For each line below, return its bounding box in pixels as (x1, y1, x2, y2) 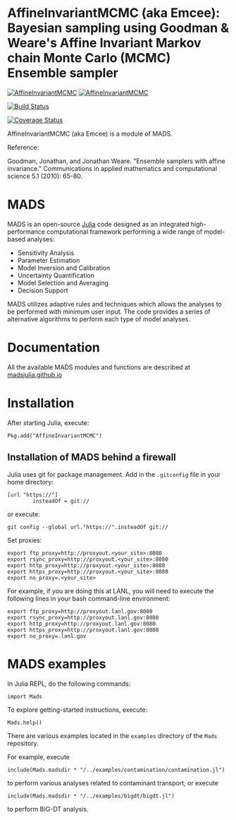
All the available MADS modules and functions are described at (7, 362, 191, 372)
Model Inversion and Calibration (17, 263, 111, 272)
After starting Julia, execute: (7, 418, 89, 427)
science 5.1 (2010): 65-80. (7, 172, 83, 180)
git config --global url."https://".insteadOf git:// (7, 523, 169, 530)
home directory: (7, 477, 54, 486)
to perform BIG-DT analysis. (7, 804, 89, 813)
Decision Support (17, 286, 68, 295)
